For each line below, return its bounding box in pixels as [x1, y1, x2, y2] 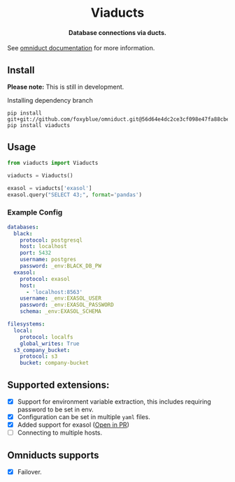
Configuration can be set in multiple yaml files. [17, 413, 150, 421]
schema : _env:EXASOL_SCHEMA [20, 308, 101, 315]
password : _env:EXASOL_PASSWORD [20, 302, 114, 309]
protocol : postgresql [20, 236, 83, 244]
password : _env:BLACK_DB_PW [20, 263, 101, 270]
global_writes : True [20, 340, 80, 347]
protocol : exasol [20, 275, 71, 282]
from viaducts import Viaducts [7, 159, 99, 167]
